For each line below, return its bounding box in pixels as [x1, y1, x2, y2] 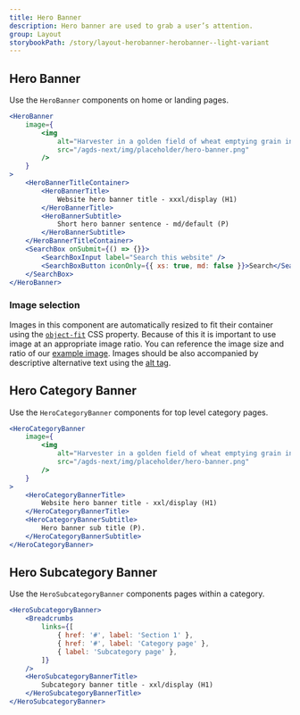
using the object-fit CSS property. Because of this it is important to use [9, 328, 277, 339]
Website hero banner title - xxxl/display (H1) [56, 195, 238, 204]
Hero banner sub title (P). [41, 524, 146, 533]
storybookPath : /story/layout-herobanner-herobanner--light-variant [9, 37, 270, 47]
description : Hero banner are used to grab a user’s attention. [9, 21, 254, 30]
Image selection [9, 299, 80, 312]
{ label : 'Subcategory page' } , [56, 647, 178, 656]
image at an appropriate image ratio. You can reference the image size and [9, 338, 284, 349]
